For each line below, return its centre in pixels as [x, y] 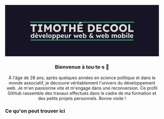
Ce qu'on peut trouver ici [35, 111]
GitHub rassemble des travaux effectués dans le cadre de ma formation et [82, 93]
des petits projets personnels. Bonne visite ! [82, 98]
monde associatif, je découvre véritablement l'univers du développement [82, 83]
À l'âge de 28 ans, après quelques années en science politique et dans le [82, 78]
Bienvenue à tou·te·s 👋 [82, 67]
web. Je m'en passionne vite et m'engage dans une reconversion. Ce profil [82, 88]
